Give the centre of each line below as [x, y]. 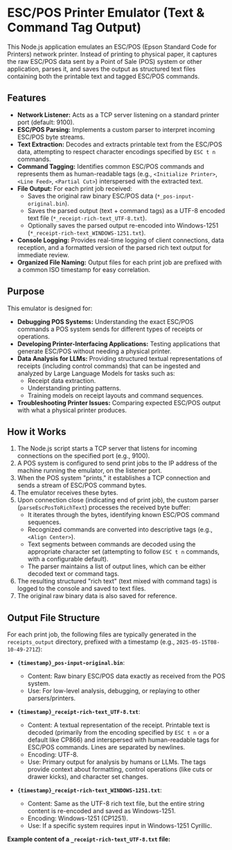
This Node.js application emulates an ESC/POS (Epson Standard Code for [112, 46]
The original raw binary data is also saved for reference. [97, 596]
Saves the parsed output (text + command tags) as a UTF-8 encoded [126, 210]
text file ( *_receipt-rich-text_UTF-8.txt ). [87, 218]
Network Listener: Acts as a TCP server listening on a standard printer [118, 114]
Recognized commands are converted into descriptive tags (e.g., [120, 529]
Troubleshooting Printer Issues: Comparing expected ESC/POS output [119, 402]
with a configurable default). [68, 559]
